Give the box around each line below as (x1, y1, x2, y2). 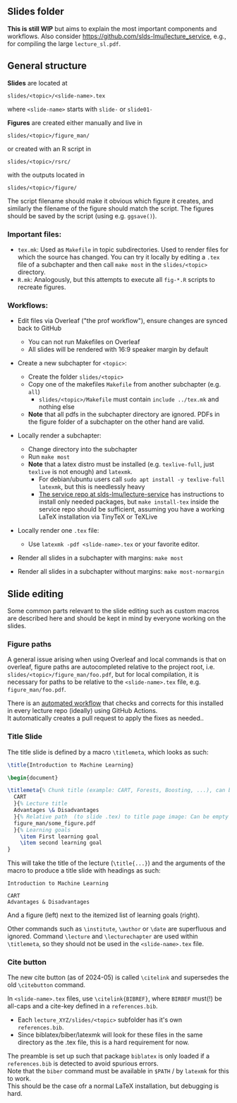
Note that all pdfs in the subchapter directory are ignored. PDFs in (28, 410, 220, 419)
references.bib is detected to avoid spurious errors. (7, 1059, 159, 1068)
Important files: (7, 229, 62, 239)
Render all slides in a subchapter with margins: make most (17, 554, 183, 562)
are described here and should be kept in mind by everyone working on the (7, 614, 226, 623)
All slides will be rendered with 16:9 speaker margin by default (28, 346, 209, 354)
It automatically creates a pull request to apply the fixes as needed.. (7, 714, 205, 723)
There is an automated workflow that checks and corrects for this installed (7, 699, 224, 707)
